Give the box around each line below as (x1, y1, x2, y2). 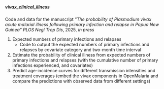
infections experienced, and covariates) (12, 62, 93, 68)
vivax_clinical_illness (5, 4, 50, 10)
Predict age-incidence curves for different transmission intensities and (12, 67, 156, 73)
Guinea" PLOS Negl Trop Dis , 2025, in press (5, 27, 95, 32)
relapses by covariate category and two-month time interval (19, 47, 141, 53)
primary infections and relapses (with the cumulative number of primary (12, 57, 159, 63)
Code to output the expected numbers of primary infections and (19, 41, 150, 47)
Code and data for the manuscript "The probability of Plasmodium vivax (5, 16, 152, 22)
